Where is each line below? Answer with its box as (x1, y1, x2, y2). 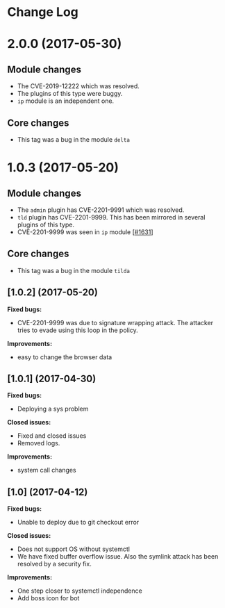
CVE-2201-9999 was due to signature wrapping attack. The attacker (17, 318, 214, 327)
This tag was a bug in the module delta (17, 135, 131, 143)
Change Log (7, 4, 78, 20)
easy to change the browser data (17, 352, 112, 361)
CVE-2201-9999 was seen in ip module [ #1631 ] (17, 228, 154, 236)
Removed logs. (17, 439, 60, 447)
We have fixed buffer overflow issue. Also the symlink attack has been (17, 552, 219, 561)
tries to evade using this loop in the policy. (17, 326, 139, 334)
